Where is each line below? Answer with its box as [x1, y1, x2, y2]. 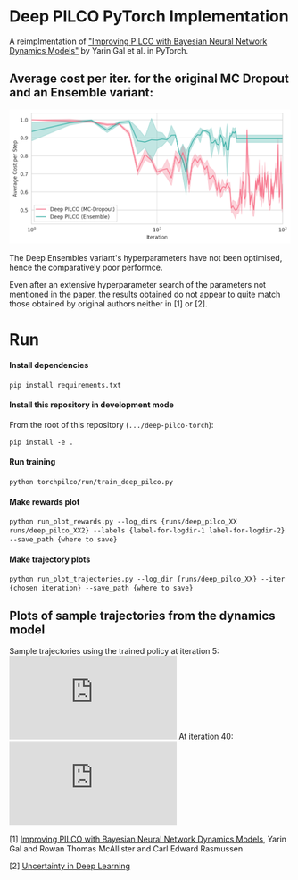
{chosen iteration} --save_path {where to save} [9, 583, 194, 593]
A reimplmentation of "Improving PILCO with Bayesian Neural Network [9, 36, 268, 46]
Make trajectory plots [9, 554, 91, 565]
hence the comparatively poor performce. [9, 262, 163, 273]
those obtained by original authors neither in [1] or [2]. [9, 298, 208, 309]
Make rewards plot [9, 496, 80, 507]
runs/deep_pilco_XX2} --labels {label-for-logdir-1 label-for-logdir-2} [9, 526, 286, 535]
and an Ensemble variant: [9, 85, 154, 100]
